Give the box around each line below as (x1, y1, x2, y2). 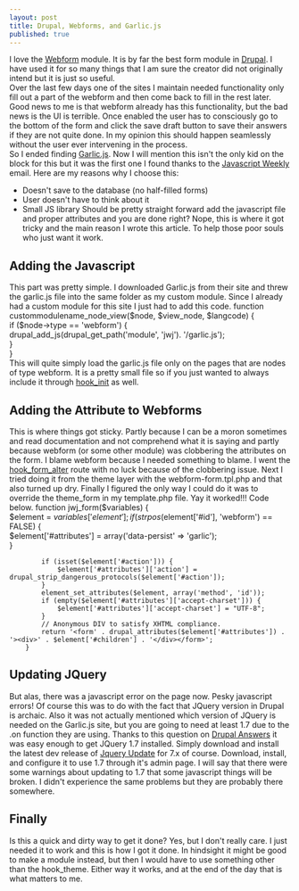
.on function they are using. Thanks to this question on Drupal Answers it (9, 729, 278, 739)
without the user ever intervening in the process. (9, 139, 188, 150)
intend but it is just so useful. (9, 73, 116, 84)
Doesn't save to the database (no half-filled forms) (21, 185, 209, 196)
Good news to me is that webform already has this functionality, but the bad (9, 102, 288, 112)
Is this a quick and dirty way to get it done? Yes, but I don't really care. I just (9, 835, 287, 846)
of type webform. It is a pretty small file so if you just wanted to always (9, 367, 270, 378)
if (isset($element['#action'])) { (41, 557, 174, 566)
